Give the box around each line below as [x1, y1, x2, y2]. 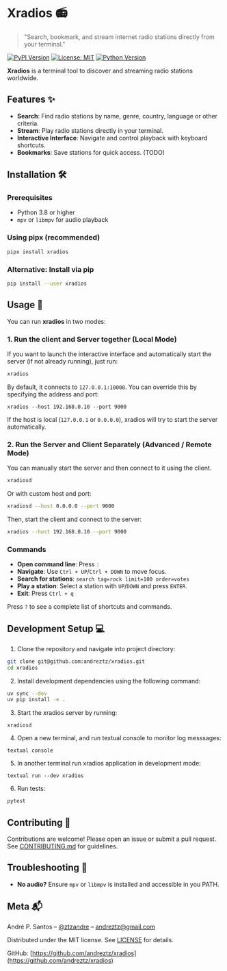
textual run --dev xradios [7, 772, 84, 779]
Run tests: [16, 785, 46, 793]
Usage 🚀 [7, 299, 43, 311]
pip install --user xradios [7, 280, 88, 287]
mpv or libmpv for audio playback [16, 216, 109, 224]
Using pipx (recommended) [7, 233, 101, 242]
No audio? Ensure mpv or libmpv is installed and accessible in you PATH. [16, 880, 219, 888]
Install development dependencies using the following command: [16, 677, 201, 685]
